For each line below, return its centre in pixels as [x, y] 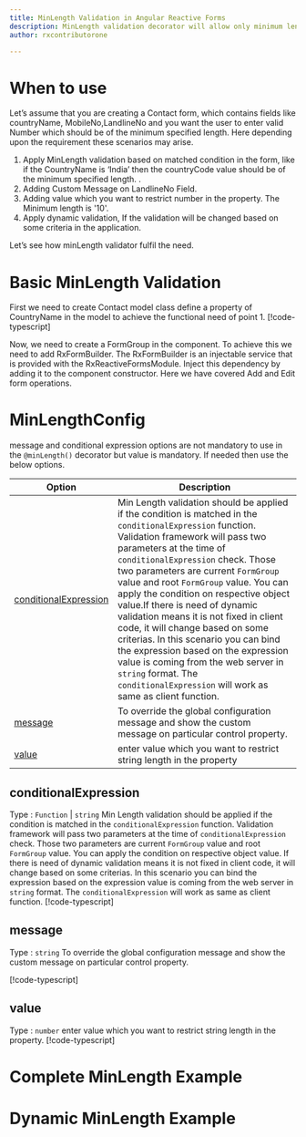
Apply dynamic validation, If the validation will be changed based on [151, 218]
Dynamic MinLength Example [123, 1119]
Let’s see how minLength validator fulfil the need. [102, 245]
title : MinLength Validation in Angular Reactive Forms [117, 18]
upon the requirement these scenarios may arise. [102, 142]
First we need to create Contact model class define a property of [131, 307]
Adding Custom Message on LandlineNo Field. [110, 189]
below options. [37, 465]
